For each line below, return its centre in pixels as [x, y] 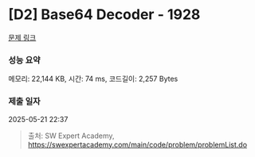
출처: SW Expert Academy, [71, 136]
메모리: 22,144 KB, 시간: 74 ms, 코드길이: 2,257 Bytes [93, 79]
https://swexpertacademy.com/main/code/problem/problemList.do [137, 144]
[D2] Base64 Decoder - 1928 [104, 15]
